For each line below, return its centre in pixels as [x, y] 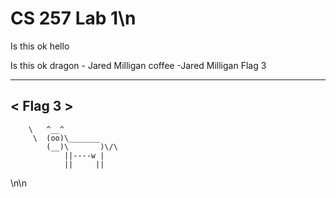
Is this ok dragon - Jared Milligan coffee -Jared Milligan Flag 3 [138, 65]
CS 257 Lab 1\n [73, 18]
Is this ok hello [40, 46]
